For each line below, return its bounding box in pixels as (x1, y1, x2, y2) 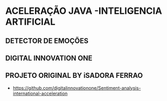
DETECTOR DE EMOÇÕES (5, 36, 89, 45)
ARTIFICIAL (5, 16, 55, 28)
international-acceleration (12, 90, 68, 96)
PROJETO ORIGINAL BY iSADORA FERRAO (5, 71, 143, 80)
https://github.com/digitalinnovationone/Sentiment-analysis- (12, 85, 141, 91)
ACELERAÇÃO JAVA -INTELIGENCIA (5, 5, 162, 17)
